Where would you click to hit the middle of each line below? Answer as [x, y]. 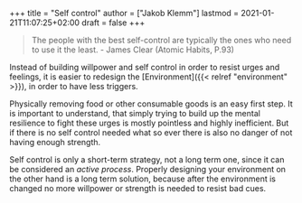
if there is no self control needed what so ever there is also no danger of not [151, 133]
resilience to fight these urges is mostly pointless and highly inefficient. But [149, 123]
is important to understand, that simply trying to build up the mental [135, 113]
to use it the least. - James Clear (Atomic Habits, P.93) [133, 50]
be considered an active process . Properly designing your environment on [148, 169]
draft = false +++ [113, 23]
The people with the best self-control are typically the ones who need [161, 40]
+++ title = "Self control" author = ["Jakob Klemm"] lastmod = [124, 13]
